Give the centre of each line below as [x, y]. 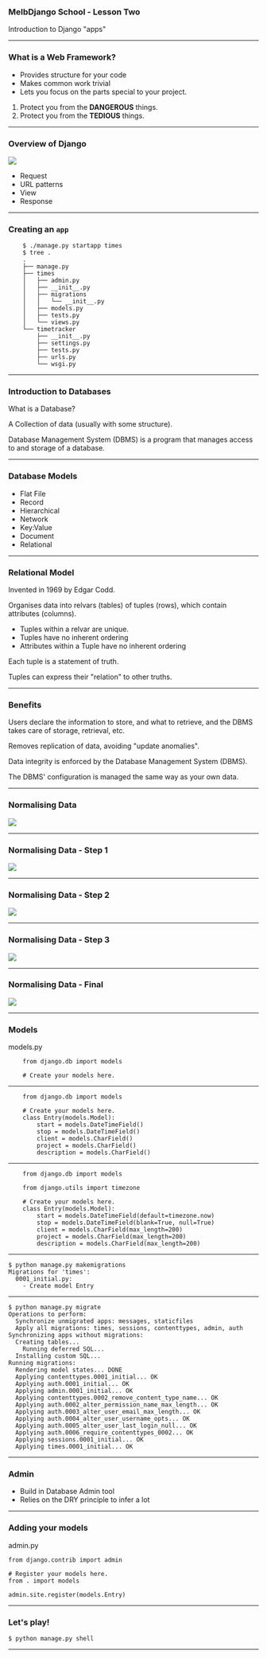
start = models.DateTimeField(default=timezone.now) [126, 1216]
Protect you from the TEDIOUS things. [82, 115]
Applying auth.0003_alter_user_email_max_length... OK [108, 1412]
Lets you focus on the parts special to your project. [103, 92]
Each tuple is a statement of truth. [64, 661]
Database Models [43, 476]
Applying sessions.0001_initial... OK [80, 1440]
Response [36, 201]
